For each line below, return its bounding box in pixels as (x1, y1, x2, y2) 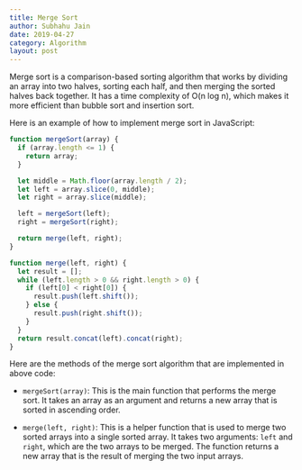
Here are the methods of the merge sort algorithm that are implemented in (9, 358, 285, 369)
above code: (9, 368, 56, 379)
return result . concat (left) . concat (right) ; (17, 334, 183, 343)
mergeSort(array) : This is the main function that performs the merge (22, 385, 277, 396)
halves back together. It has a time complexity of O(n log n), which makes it (9, 91, 289, 102)
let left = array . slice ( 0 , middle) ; (17, 185, 155, 194)
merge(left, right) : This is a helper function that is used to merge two (22, 422, 287, 433)
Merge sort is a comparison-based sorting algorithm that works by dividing (9, 71, 288, 82)
